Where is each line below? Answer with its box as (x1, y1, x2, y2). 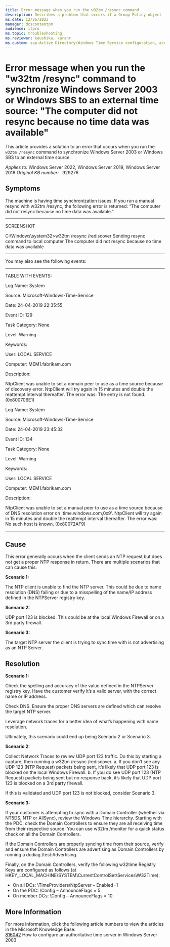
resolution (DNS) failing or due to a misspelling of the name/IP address (5, 589, 152, 596)
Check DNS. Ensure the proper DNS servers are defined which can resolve (5, 703, 161, 709)
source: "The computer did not (5, 105, 138, 116)
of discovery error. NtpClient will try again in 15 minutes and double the (5, 386, 153, 392)
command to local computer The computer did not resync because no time (5, 238, 162, 244)
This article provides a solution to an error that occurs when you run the (5, 143, 155, 149)
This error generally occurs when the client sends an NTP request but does (5, 554, 162, 560)
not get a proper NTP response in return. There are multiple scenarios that (5, 559, 160, 565)
